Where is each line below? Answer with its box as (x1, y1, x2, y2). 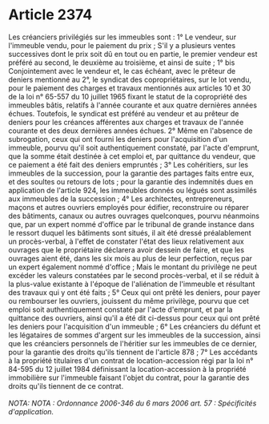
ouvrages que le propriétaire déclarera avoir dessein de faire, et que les (8, 244, 245, 254)
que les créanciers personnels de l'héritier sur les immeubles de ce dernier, (8, 338, 258, 348)
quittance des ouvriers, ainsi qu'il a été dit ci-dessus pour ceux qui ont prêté (8, 313, 260, 322)
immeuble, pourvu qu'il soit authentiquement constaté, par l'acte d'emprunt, (8, 143, 260, 152)
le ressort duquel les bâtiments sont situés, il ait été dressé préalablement (8, 228, 251, 237)
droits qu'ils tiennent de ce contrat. (8, 381, 124, 390)
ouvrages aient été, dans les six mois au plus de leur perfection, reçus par (8, 253, 253, 263)
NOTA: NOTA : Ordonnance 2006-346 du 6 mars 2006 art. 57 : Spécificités (8, 398, 257, 408)
